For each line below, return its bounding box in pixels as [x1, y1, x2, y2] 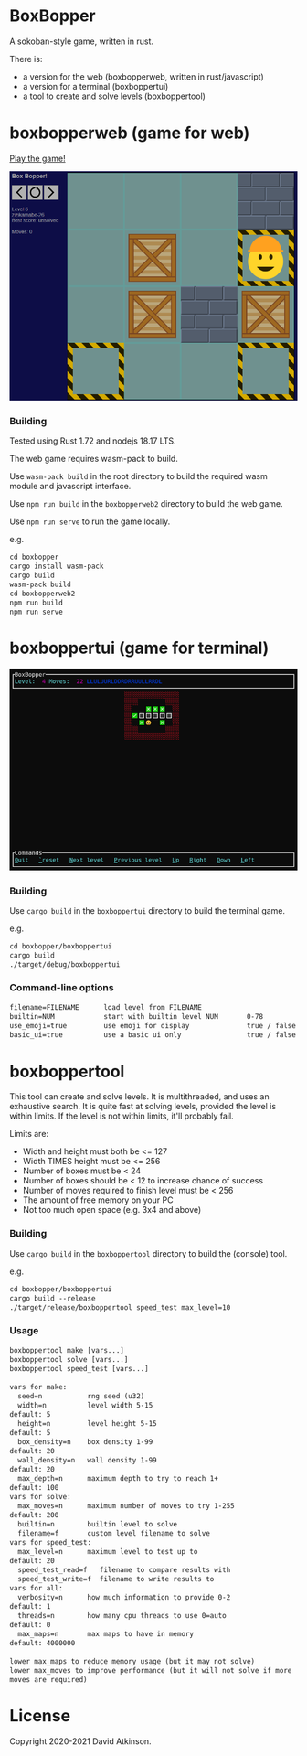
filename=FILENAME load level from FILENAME [9, 1003, 203, 1012]
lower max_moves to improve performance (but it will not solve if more [9, 1666, 292, 1676]
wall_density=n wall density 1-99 [17, 1456, 157, 1465]
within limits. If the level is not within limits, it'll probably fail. [9, 1110, 235, 1121]
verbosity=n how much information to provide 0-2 [17, 1593, 231, 1602]
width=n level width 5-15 [17, 1401, 153, 1410]
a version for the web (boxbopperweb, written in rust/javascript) [22, 70, 265, 82]
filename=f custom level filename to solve [17, 1529, 210, 1538]
